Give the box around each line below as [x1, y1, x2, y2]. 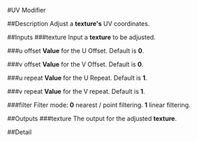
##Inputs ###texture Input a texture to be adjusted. [7, 33, 156, 41]
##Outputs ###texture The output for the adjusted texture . [7, 115, 177, 122]
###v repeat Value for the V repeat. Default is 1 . [7, 87, 145, 95]
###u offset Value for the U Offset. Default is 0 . [7, 47, 145, 55]
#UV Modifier [7, 6, 46, 14]
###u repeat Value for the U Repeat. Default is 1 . [7, 73, 148, 82]
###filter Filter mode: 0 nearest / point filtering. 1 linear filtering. [7, 101, 191, 109]
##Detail [7, 128, 32, 136]
